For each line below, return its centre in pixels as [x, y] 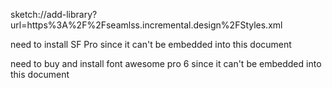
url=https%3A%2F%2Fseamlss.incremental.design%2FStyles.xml [146, 25]
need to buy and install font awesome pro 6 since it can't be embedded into [166, 63]
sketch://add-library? [54, 14]
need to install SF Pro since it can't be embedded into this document [151, 44]
